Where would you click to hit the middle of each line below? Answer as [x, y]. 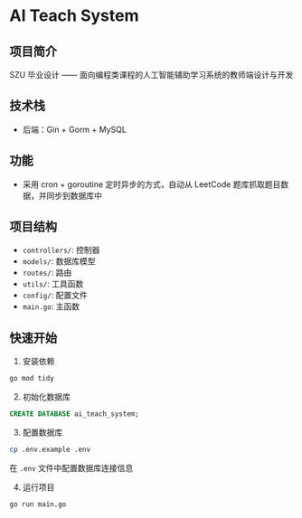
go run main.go [38, 504]
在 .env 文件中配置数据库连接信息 [71, 467]
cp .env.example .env [50, 449]
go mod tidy [32, 379]
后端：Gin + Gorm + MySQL [74, 129]
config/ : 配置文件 [55, 296]
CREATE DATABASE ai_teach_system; [75, 414]
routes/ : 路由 [47, 273]
